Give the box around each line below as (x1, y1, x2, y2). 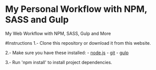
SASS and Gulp (5, 14, 69, 25)
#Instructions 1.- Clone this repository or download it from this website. (5, 40, 151, 46)
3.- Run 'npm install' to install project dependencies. (5, 59, 112, 65)
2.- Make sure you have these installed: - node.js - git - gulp (5, 50, 129, 56)
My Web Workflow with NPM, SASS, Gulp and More (5, 30, 111, 36)
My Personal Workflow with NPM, (5, 3, 148, 15)
